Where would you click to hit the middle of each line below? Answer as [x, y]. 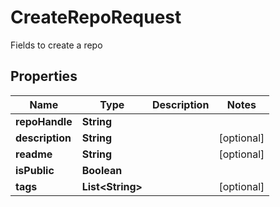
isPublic [35, 170]
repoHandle [44, 121]
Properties [44, 76]
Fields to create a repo [56, 45]
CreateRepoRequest [96, 17]
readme [34, 154]
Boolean [102, 170]
